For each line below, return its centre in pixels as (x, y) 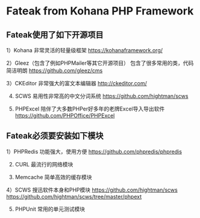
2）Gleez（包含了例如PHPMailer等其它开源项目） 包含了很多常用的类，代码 (100, 63)
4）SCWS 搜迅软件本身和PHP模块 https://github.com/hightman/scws (92, 190)
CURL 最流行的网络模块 (44, 164)
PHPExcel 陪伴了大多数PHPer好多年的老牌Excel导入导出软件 (90, 109)
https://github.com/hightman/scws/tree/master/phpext (74, 196)
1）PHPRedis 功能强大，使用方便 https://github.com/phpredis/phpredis (94, 151)
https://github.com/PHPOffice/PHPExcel (65, 116)
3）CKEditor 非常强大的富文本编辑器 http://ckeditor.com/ (77, 83)
